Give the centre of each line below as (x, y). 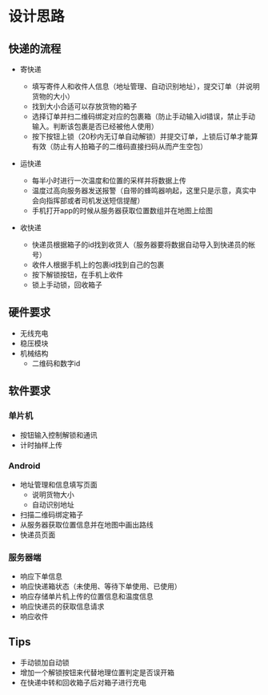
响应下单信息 (41, 576)
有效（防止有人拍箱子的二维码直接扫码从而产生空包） (120, 146)
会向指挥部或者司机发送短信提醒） (88, 200)
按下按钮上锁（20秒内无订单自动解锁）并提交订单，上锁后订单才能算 (145, 136)
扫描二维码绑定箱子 (52, 515)
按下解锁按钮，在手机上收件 (78, 275)
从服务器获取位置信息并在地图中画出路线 (86, 524)
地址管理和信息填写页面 (58, 484)
